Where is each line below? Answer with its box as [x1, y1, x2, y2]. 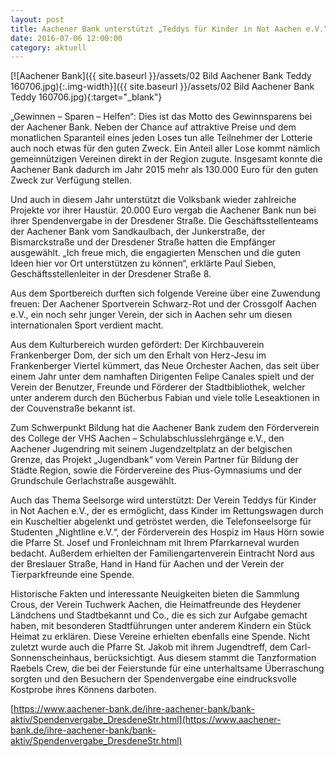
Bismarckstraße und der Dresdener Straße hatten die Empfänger [10, 236, 277, 248]
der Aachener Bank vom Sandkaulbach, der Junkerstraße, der [10, 226, 266, 238]
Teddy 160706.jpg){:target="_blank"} [10, 91, 163, 103]
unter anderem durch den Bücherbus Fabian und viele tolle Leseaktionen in [10, 392, 320, 404]
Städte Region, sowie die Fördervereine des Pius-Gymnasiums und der [10, 464, 302, 476]
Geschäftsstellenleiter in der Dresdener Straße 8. [10, 268, 212, 280]
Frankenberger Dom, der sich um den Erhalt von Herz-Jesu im [10, 349, 267, 361]
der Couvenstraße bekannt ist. [10, 402, 136, 415]
